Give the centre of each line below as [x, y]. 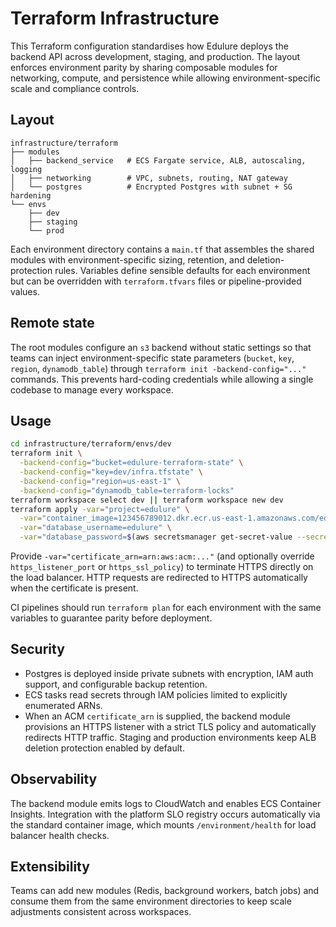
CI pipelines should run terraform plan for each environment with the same [166, 607]
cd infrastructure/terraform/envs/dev [91, 444]
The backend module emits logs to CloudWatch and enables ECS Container [166, 803]
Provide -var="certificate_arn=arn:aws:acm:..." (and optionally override [162, 556]
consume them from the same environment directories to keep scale [151, 901]
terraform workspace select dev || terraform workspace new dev [147, 500]
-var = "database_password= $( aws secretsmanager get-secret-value [156, 537]
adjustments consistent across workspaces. [101, 912]
